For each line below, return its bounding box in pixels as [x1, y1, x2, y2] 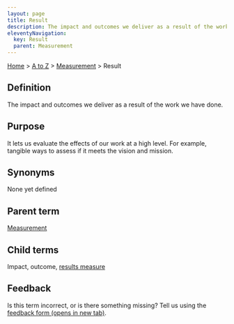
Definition [7, 82, 51, 94]
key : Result [13, 36, 49, 43]
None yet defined [7, 185, 57, 194]
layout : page [7, 10, 45, 17]
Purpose [7, 121, 45, 132]
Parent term [7, 205, 60, 217]
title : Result [7, 17, 49, 24]
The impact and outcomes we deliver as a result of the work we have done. [7, 100, 224, 109]
